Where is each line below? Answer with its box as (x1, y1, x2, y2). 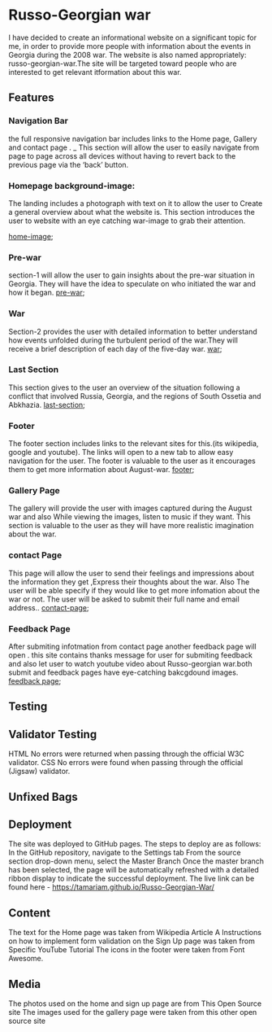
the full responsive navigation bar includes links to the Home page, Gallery (8, 133, 257, 143)
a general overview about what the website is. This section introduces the (8, 207, 256, 216)
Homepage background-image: (8, 180, 136, 191)
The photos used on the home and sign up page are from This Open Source (8, 999, 262, 1008)
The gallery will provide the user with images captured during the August (8, 503, 253, 514)
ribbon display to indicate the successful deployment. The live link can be (8, 873, 255, 884)
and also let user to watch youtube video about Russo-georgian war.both (8, 659, 253, 668)
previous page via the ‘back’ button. (8, 160, 129, 169)
